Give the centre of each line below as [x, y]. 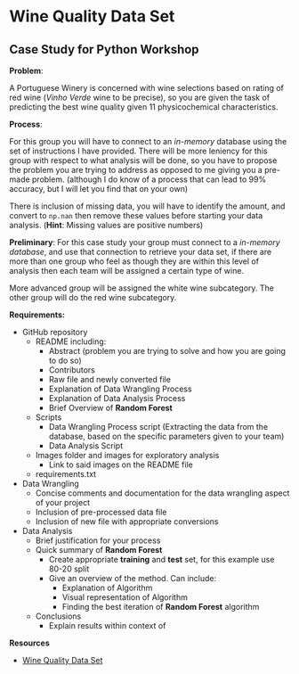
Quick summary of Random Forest [99, 550]
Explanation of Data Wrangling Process [121, 389]
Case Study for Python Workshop [104, 49]
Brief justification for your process [98, 540]
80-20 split [69, 569]
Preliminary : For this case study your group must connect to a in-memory [145, 242]
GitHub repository [55, 332]
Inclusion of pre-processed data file [101, 512]
